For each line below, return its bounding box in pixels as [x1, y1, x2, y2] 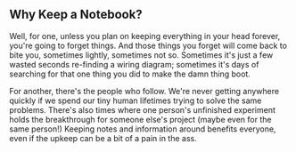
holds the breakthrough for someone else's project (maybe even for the [9, 114, 272, 124]
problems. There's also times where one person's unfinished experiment [9, 104, 276, 115]
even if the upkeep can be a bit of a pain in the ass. [9, 132, 198, 143]
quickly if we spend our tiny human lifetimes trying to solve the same [9, 95, 262, 106]
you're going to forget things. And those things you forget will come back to [9, 40, 288, 51]
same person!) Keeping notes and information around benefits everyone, [9, 124, 276, 134]
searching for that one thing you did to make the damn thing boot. [9, 68, 251, 79]
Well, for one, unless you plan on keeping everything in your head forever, [9, 30, 281, 41]
